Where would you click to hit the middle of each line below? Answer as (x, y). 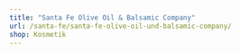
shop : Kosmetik (38, 34)
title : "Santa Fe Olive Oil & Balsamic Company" (102, 18)
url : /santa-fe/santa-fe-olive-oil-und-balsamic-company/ (120, 26)
